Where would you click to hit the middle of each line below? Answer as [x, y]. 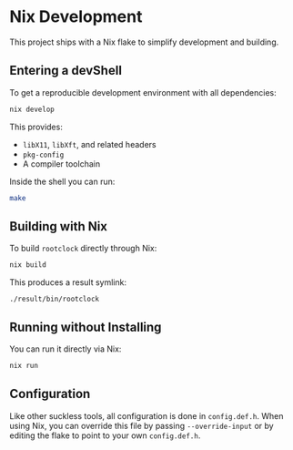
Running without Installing [86, 327]
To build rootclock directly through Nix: [83, 249]
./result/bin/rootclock [55, 299]
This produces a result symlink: [68, 282]
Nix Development [76, 17]
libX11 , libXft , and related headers [89, 144]
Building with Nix [58, 226]
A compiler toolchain [61, 164]
